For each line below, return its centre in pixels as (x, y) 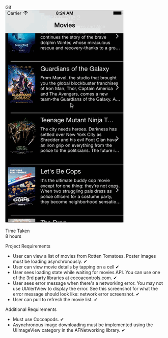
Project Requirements (28, 246)
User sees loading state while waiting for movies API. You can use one (86, 272)
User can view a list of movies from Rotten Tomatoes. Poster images (84, 256)
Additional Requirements (31, 309)
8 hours (13, 236)
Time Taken (18, 231)
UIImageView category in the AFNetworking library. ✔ (69, 330)
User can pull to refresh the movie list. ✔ (55, 299)
